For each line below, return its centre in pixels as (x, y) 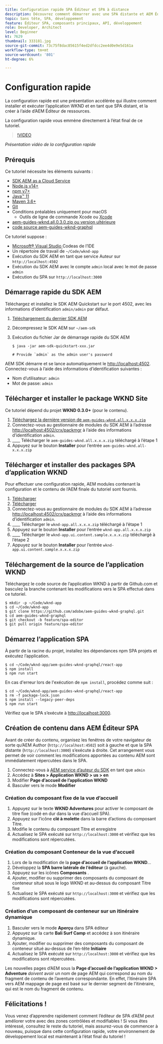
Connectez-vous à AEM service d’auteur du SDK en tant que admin (79, 770)
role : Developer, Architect (33, 28)
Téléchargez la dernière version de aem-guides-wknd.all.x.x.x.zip (79, 420)
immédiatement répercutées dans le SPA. (46, 760)
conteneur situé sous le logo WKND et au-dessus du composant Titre (81, 883)
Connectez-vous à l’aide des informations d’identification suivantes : (73, 369)
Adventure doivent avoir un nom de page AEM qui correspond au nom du (79, 973)
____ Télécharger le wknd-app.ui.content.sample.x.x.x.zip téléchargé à (84, 535)
